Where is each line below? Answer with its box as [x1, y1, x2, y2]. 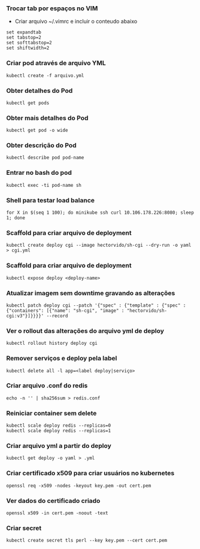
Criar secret [6, 524, 42, 532]
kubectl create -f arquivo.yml [6, 72, 84, 78]
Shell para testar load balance [6, 196, 95, 204]
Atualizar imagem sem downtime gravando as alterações [6, 289, 175, 297]
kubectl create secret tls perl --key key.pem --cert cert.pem [6, 538, 168, 544]
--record [46, 313, 68, 319]
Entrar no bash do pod [6, 169, 72, 177]
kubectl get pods [6, 100, 50, 106]
